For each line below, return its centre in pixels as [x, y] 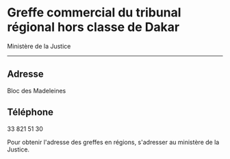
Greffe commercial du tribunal [94, 13]
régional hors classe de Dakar [93, 27]
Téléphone [30, 112]
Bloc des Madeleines [37, 90]
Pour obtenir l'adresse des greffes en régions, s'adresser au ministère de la [113, 142]
